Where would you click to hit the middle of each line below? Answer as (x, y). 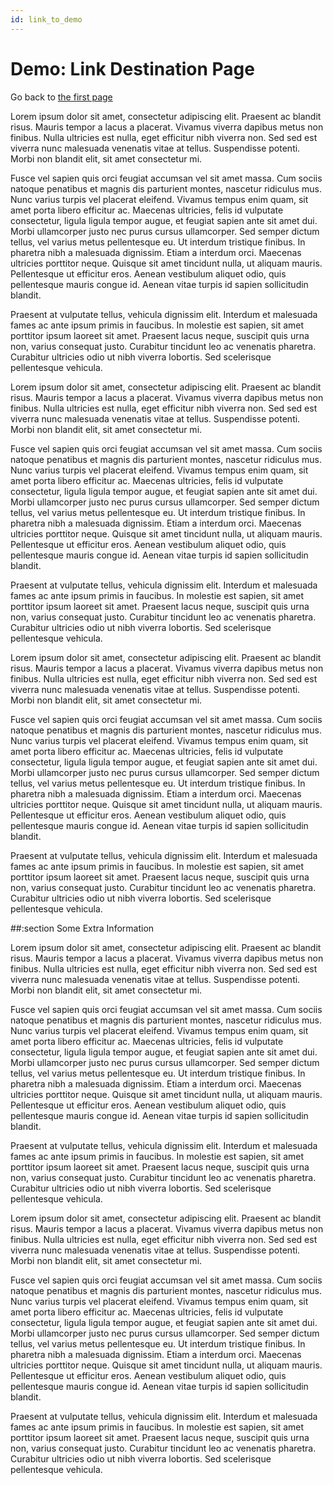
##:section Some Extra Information (82, 928)
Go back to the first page (61, 97)
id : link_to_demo (46, 19)
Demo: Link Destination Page (132, 68)
